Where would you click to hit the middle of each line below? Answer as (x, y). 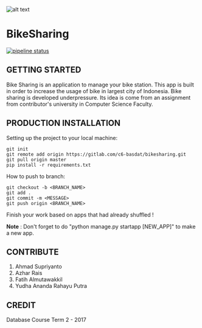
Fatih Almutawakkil (39, 279)
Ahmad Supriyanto (38, 267)
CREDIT (21, 305)
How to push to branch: (36, 176)
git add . (19, 193)
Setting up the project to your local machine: (62, 138)
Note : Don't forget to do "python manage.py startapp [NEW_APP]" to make (101, 226)
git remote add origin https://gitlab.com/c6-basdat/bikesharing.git (96, 154)
